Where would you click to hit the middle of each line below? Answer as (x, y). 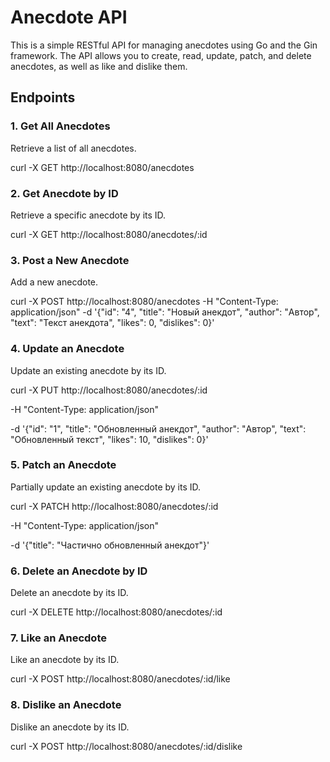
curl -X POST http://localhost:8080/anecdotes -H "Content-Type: (144, 302)
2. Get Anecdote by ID (64, 193)
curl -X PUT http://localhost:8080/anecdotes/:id (109, 390)
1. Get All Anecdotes (60, 126)
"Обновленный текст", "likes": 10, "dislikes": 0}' (109, 439)
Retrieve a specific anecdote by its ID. (88, 215)
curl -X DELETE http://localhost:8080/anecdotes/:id (116, 612)
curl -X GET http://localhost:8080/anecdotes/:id (109, 234)
